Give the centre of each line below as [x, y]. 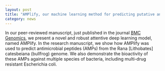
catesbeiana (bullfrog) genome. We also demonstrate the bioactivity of [77, 54]
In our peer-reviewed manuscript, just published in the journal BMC [73, 33]
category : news [21, 19]
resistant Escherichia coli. [31, 64]
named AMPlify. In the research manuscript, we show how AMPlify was [77, 43]
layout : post [18, 10]
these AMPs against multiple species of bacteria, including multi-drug [76, 59]
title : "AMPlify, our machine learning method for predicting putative [80, 14]
